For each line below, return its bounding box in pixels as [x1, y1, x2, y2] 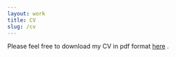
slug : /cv [7, 23, 37, 30]
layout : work [7, 10, 46, 17]
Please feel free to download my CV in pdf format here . [7, 42, 169, 51]
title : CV [7, 17, 37, 24]
